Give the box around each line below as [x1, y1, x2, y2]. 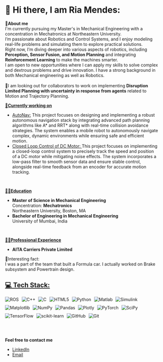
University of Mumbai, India [12, 218, 68, 224]
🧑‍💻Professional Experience [5, 237, 61, 243]
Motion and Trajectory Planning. [5, 93, 70, 99]
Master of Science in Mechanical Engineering [12, 197, 106, 203]
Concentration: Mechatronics [12, 202, 72, 208]
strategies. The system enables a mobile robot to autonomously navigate [12, 127, 158, 133]
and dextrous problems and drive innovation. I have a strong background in [5, 67, 156, 73]
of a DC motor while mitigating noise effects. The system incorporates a [12, 153, 157, 159]
